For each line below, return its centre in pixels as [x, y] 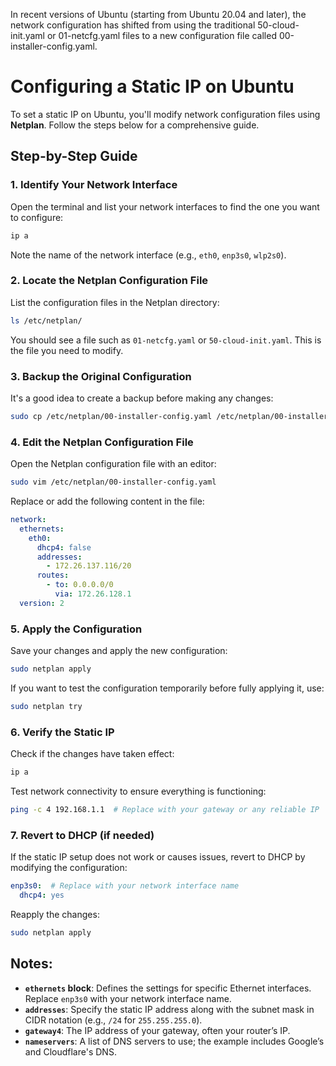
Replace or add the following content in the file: [107, 501]
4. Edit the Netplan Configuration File [102, 442]
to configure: [37, 217]
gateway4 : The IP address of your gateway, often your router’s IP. [157, 1030]
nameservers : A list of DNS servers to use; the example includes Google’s [174, 1041]
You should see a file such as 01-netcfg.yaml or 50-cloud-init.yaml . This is [166, 340]
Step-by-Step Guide [74, 156]
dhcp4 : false [64, 547]
